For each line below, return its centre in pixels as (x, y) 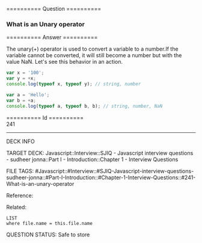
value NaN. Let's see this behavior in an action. (65, 62)
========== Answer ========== (52, 37)
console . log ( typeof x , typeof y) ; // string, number (74, 84)
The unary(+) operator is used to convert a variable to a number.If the (92, 49)
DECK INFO (20, 141)
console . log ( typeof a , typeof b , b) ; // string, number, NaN (84, 106)
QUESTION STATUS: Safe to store (48, 235)
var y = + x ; (21, 78)
